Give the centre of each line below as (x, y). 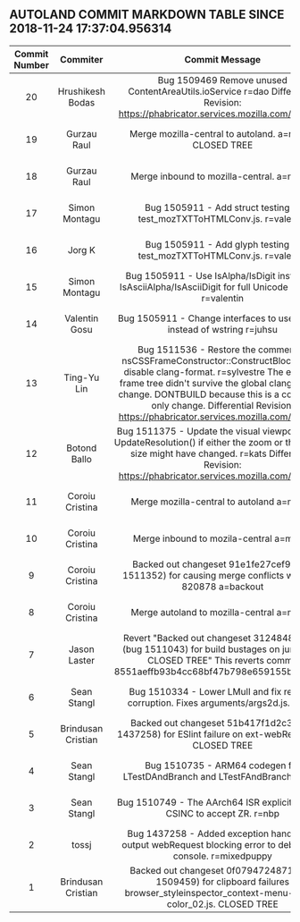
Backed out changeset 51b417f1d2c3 (212, 723)
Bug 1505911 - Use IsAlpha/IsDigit (200, 275)
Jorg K (81, 250)
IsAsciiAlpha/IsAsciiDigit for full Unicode (204, 287)
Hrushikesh (81, 91)
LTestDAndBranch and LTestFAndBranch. (208, 776)
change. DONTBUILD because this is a (199, 394)
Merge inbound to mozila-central (202, 538)
